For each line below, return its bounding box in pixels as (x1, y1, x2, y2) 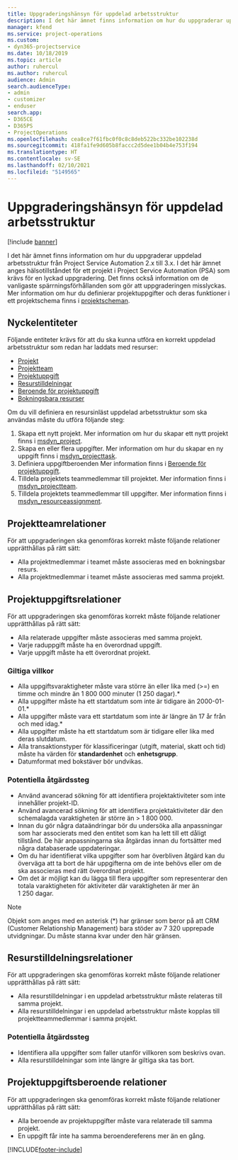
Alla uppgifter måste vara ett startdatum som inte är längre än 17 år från (17, 712, 227, 721)
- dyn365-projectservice (7, 43, 81, 50)
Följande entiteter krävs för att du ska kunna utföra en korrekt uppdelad (7, 336, 216, 344)
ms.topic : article (7, 57, 62, 64)
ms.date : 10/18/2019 (7, 50, 69, 57)
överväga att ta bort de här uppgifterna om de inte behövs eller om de (17, 858, 222, 868)
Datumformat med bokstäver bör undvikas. (17, 757, 144, 766)
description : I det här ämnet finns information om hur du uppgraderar (7, 17, 223, 24)
